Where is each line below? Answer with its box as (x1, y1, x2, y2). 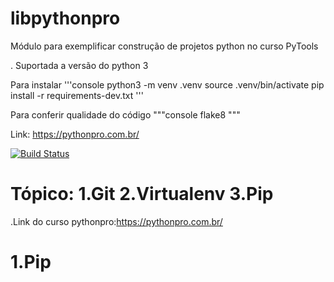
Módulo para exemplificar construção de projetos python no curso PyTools (10, 40, 319, 52)
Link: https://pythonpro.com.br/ (10, 128, 140, 140)
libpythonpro (10, 7, 121, 30)
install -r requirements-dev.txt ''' (10, 89, 144, 101)
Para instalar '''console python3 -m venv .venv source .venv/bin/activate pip (10, 78, 325, 91)
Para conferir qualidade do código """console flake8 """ (10, 108, 241, 121)
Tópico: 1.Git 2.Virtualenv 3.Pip (10, 183, 274, 206)
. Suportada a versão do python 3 (10, 59, 149, 71)
